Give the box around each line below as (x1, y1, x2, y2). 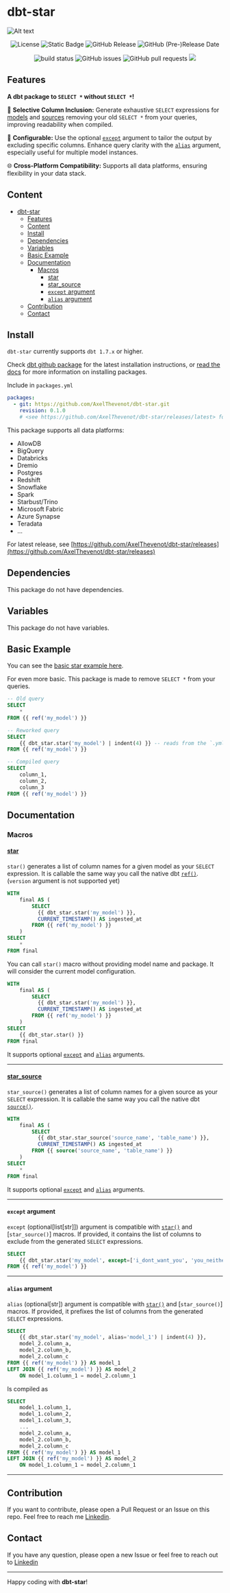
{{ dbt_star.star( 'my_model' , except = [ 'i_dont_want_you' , (19, 1257, 188, 1264)
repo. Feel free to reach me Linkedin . (7, 1513, 111, 1520)
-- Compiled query (7, 759, 60, 766)
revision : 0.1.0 (19, 408, 66, 414)
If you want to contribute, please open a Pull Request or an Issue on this (7, 1505, 210, 1513)
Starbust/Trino (16, 497, 58, 506)
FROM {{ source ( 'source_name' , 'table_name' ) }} (31, 1147, 173, 1155)
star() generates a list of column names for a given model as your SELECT (7, 862, 215, 871)
